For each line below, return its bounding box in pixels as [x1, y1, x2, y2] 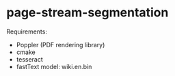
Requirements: [6, 27, 47, 36]
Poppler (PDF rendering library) [16, 40, 105, 49]
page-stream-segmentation [6, 5, 169, 21]
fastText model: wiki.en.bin [16, 62, 92, 71]
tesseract [16, 55, 44, 63]
